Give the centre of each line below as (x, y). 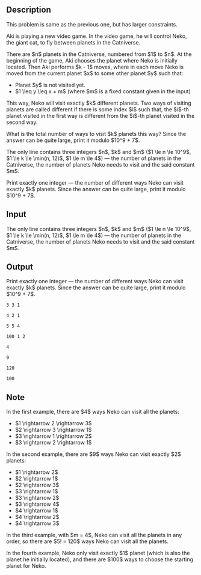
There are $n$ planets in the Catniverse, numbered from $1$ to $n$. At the (99, 54)
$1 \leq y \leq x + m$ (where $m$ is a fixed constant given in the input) (103, 91)
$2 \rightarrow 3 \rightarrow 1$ (53, 430)
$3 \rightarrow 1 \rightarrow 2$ (53, 436)
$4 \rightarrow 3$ (37, 523)
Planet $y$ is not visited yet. (50, 85)
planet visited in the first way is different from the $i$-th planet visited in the (100, 115)
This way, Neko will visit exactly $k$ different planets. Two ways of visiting (99, 103)
